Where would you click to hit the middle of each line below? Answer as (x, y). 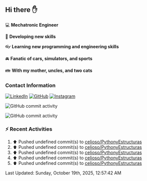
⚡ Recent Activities (29, 129)
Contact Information (31, 85)
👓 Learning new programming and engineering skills (62, 46)
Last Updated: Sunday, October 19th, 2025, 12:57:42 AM (63, 173)
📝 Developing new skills (31, 36)
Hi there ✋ (21, 10)
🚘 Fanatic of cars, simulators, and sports (49, 58)
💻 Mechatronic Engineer (32, 25)
